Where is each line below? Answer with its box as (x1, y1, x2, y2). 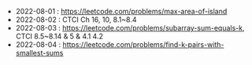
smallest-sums (15, 49, 64, 57)
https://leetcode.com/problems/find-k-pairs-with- (62, 40, 224, 49)
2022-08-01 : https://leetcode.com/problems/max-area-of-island (15, 7, 228, 16)
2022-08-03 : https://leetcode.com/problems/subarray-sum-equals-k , (15, 23, 245, 32)
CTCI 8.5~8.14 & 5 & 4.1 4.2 (15, 31, 104, 41)
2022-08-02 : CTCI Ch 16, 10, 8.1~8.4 (15, 15, 137, 24)
